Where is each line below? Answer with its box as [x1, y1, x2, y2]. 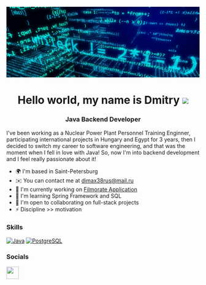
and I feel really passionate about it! [6, 155, 97, 163]
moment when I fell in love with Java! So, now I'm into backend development [6, 149, 200, 156]
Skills [6, 223, 23, 232]
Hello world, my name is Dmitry [17, 93, 180, 107]
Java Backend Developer [65, 115, 141, 123]
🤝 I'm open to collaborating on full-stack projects [15, 198, 139, 206]
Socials [6, 252, 29, 261]
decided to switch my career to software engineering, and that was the [6, 142, 186, 149]
